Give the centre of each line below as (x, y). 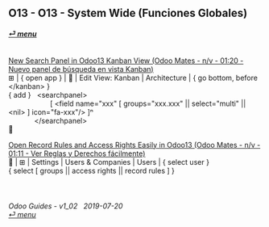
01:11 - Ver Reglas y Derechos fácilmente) (77, 153)
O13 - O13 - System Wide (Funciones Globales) (128, 13)
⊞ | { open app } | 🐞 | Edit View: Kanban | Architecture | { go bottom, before (133, 78)
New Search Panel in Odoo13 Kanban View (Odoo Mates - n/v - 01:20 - (126, 61)
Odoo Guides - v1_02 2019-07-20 (66, 206)
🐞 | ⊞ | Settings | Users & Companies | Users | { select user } (109, 162)
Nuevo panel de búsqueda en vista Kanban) (81, 69)
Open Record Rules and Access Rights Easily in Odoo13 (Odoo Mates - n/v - (134, 145)
